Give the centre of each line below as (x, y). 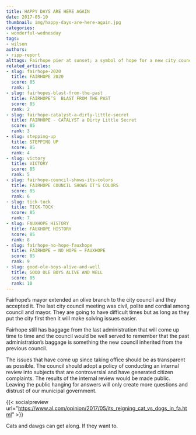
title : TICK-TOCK (32, 207)
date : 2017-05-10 (27, 17)
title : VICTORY (30, 164)
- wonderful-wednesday (34, 33)
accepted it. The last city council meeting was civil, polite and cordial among (98, 306)
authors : (17, 50)
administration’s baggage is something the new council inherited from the (94, 342)
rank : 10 (22, 283)
